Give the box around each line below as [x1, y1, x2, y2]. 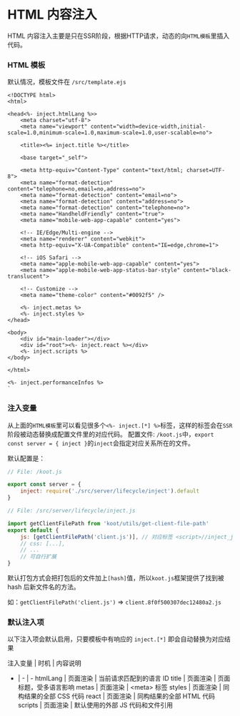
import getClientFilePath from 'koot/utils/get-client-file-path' [7, 520, 209, 527]
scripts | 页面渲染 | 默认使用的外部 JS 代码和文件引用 [17, 701, 174, 710]
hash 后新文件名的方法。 [7, 583, 80, 591]
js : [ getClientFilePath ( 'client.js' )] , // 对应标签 [20, 533, 173, 540]
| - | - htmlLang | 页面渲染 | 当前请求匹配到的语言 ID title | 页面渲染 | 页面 [17, 674, 231, 682]
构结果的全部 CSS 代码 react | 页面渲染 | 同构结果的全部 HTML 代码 [17, 692, 216, 700]
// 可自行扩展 [20, 553, 57, 560]
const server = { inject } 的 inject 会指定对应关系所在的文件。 [7, 438, 194, 447]
